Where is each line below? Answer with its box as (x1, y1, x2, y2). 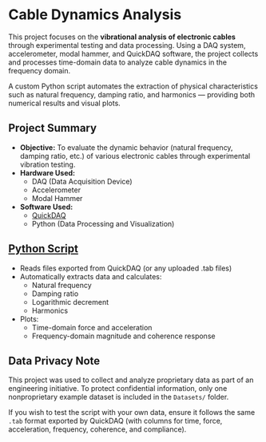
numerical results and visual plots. (8, 98, 121, 108)
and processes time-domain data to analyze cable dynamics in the (8, 57, 228, 67)
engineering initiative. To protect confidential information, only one (8, 384, 228, 393)
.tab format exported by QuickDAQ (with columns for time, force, (8, 416, 223, 426)
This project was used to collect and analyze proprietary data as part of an (8, 375, 254, 385)
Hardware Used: (19, 168, 76, 177)
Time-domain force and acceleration (31, 322, 153, 332)
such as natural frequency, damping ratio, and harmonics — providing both (8, 89, 256, 99)
